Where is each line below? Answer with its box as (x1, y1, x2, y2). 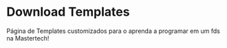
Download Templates (6, 4, 130, 20)
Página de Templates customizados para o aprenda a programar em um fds (6, 27, 221, 35)
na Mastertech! (6, 34, 50, 42)
